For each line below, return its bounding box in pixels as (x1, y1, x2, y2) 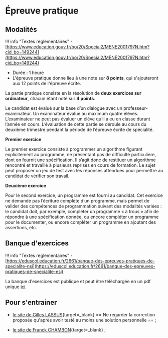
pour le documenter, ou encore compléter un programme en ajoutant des (5, 219, 156, 225)
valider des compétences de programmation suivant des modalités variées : (5, 203, 162, 209)
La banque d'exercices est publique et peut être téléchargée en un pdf (5, 278, 151, 284)
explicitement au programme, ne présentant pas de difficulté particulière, (5, 152, 156, 157)
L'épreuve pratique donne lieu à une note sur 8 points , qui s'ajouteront (12, 75, 159, 81)
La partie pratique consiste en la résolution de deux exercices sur (5, 90, 142, 96)
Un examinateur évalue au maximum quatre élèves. (33, 111, 139, 116)
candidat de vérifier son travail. (5, 173, 70, 179)
